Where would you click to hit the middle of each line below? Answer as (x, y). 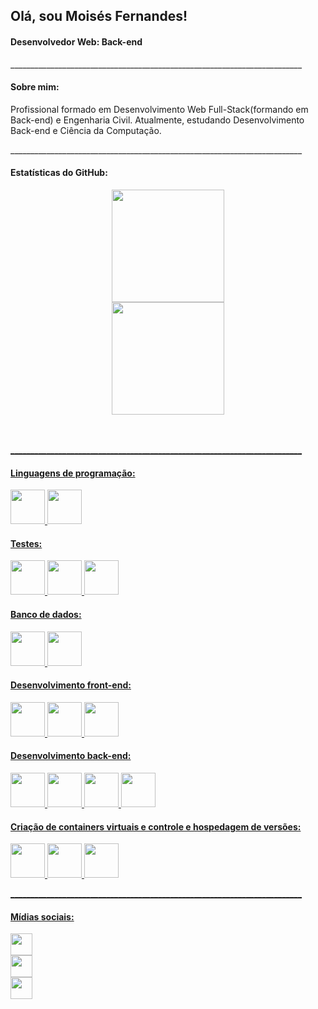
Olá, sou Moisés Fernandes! (99, 16)
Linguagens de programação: (73, 473)
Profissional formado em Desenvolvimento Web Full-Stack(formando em (159, 109)
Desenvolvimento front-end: (71, 685)
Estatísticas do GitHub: (59, 173)
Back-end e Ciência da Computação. (86, 130)
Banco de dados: (46, 614)
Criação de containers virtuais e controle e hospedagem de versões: (156, 826)
